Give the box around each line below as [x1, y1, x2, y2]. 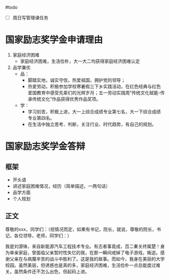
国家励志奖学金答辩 [5, 141, 86, 152]
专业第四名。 [27, 115, 55, 121]
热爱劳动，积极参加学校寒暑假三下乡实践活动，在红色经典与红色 [27, 83, 161, 89]
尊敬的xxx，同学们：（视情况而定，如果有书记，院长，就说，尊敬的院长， [5, 226, 157, 232]
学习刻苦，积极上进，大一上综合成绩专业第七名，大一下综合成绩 [27, 108, 161, 115]
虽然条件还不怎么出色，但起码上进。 [14, 268, 90, 274]
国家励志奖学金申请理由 [5, 34, 103, 46]
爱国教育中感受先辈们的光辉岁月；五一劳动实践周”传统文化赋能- [27, 90, 160, 95]
